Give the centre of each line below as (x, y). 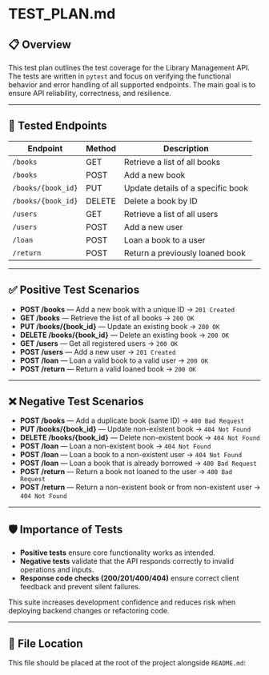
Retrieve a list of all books (172, 162)
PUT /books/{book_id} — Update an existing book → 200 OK (120, 326)
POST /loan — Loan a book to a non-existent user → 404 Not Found (131, 455)
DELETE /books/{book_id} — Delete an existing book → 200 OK (124, 335)
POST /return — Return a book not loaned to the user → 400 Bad (126, 472)
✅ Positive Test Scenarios (74, 290)
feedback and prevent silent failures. (80, 587)
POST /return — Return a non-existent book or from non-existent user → (140, 487)
